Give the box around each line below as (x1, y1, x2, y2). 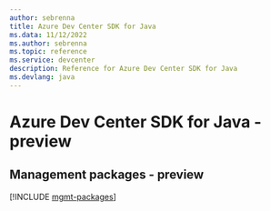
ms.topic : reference (9, 47, 88, 56)
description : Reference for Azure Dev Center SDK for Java (9, 65, 238, 74)
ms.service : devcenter (9, 55, 95, 65)
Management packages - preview (9, 167, 205, 183)
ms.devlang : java (9, 73, 75, 82)
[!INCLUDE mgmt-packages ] (9, 191, 116, 202)
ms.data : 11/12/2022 (9, 30, 88, 39)
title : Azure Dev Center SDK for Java (9, 22, 156, 31)
